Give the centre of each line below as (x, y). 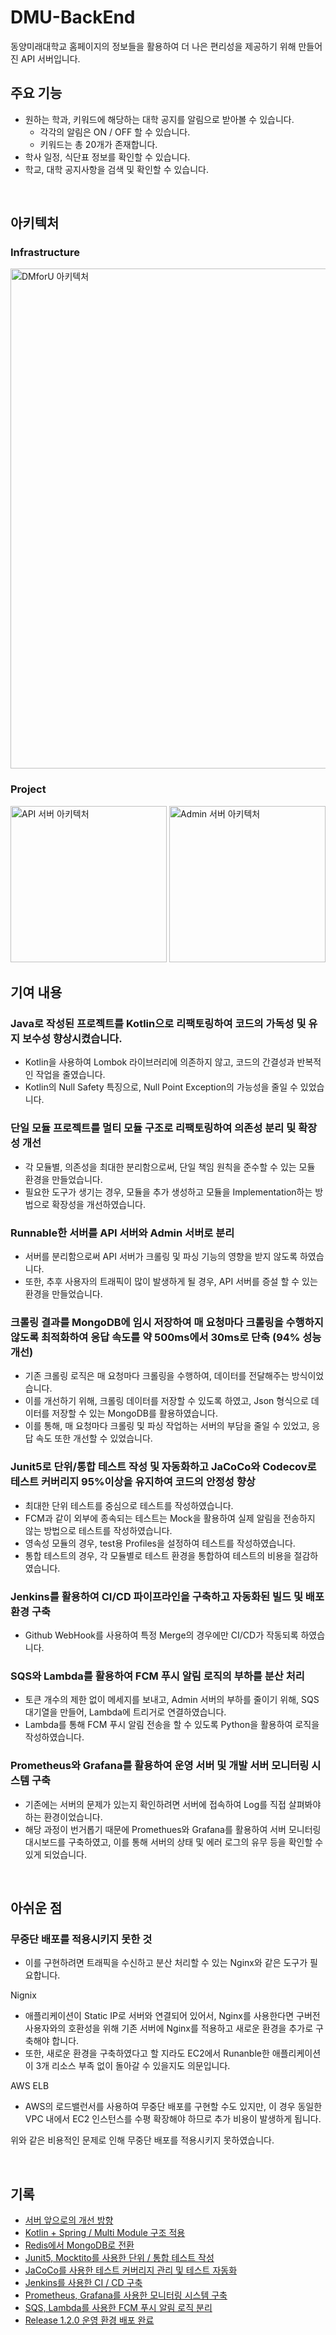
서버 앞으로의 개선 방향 (69, 2220)
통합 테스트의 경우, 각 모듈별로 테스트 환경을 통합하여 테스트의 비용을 (158, 1555)
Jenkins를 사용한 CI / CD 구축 (83, 2282)
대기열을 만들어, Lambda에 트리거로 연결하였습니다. (125, 1712)
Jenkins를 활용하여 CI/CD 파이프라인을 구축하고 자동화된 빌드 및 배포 (167, 1596)
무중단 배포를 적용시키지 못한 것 (81, 1939)
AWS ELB (30, 2086)
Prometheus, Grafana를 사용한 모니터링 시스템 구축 (126, 2295)
